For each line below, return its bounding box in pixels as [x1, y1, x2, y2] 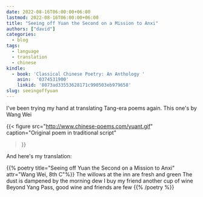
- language [12, 48, 39, 55]
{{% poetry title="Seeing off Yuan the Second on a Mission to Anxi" [6, 164, 175, 172]
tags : [6, 43, 20, 49]
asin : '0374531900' [17, 76, 69, 82]
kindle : [6, 65, 26, 72]
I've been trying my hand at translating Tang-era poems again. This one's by [6, 104, 197, 112]
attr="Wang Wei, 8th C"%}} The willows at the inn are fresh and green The [6, 170, 193, 178]
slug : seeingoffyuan [6, 88, 59, 94]
